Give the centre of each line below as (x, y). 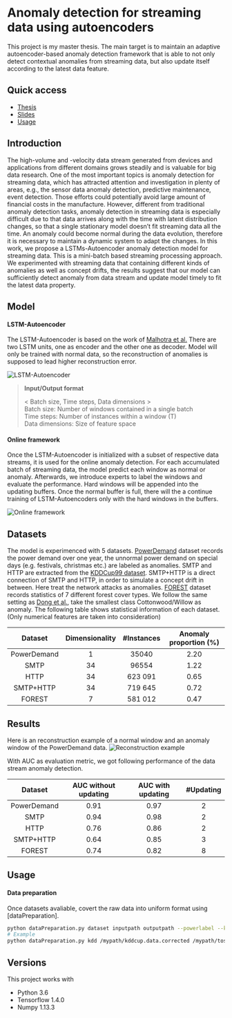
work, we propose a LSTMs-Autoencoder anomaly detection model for (108, 248)
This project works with (40, 979)
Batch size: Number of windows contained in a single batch (108, 409)
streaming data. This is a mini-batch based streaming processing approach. (115, 255)
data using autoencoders (80, 27)
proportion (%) (194, 643)
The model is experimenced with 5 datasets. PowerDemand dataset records (115, 551)
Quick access (37, 90)
